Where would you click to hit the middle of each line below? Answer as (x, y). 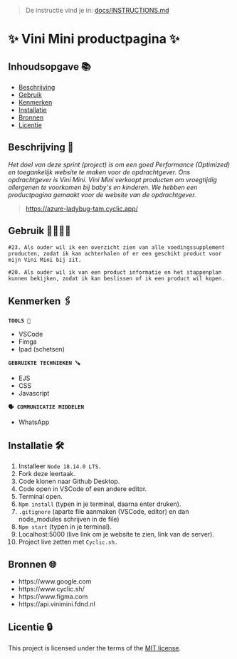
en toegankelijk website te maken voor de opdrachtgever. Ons (99, 172)
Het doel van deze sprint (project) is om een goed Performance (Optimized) (119, 164)
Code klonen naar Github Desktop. (69, 481)
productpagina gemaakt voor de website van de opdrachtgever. (102, 194)
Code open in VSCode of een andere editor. (83, 489)
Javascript (34, 394)
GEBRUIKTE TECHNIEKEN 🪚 (44, 363)
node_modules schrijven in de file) (69, 520)
